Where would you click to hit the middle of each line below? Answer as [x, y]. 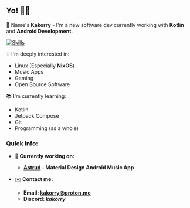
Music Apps [29, 71]
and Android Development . [40, 31]
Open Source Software [42, 84]
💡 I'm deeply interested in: [38, 54]
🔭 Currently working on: [45, 156]
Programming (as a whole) [47, 128]
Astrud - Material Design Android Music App [79, 168]
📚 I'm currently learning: [36, 96]
